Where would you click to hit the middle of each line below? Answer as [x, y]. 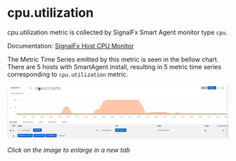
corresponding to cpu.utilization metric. [68, 74]
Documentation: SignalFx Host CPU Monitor [71, 45]
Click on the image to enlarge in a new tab [68, 150]
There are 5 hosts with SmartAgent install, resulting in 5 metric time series [114, 66]
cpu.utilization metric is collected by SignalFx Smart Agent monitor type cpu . [118, 32]
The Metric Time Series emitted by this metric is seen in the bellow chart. [113, 59]
